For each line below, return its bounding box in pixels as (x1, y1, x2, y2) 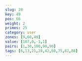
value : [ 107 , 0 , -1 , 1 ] (5, 39, 48, 44)
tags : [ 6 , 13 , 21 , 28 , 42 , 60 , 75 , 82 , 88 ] (5, 48, 78, 53)
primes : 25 (5, 26, 27, 30)
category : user (5, 30, 36, 35)
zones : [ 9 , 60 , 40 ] (5, 35, 41, 40)
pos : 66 (5, 16, 21, 21)
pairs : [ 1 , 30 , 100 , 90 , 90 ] (5, 44, 56, 49)
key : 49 (5, 12, 21, 17)
